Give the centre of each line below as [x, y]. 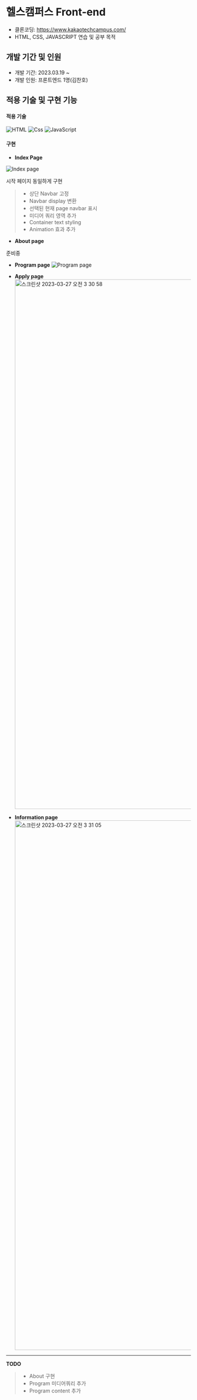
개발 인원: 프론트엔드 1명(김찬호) [51, 79]
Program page [32, 265]
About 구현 [42, 1376]
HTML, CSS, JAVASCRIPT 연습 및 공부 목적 [65, 36]
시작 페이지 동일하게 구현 [34, 181]
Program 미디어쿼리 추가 [57, 1383]
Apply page [29, 276]
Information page [36, 817]
